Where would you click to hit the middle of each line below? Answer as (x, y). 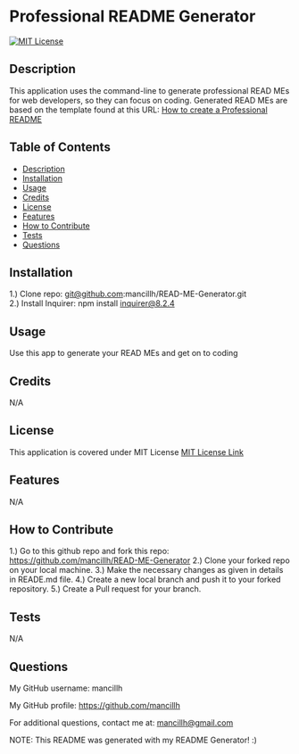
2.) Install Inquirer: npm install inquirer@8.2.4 (92, 303)
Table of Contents (60, 148)
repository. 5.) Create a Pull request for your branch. (105, 589)
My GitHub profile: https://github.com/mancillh (95, 706)
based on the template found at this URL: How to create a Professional (138, 110)
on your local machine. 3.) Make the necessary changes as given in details (146, 570)
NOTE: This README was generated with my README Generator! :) (133, 740)
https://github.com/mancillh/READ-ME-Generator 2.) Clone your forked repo (149, 560)
